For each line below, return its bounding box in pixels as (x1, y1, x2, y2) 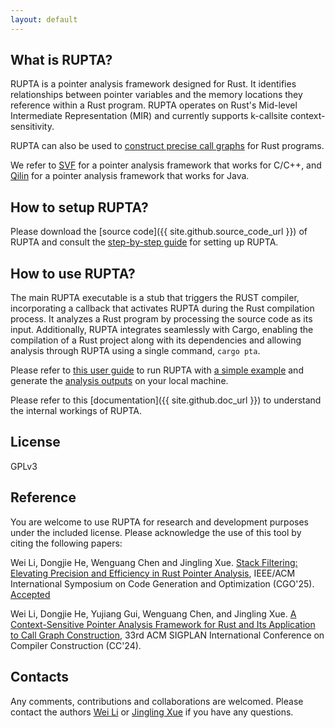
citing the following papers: (10, 537, 123, 549)
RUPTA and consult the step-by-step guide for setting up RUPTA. (10, 236, 279, 248)
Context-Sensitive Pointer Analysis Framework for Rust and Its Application (10, 618, 316, 630)
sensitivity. (10, 121, 55, 133)
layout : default (10, 14, 78, 25)
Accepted (10, 588, 51, 600)
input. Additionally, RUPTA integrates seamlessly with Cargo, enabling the (10, 324, 314, 336)
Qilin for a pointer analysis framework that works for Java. (10, 170, 250, 182)
